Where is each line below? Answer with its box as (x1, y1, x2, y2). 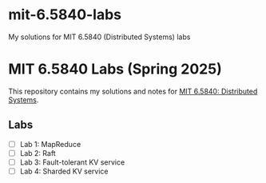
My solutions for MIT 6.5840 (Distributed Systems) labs (8, 32, 191, 42)
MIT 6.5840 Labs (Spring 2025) (8, 60, 222, 78)
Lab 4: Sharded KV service (19, 166, 109, 176)
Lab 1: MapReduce (19, 139, 81, 149)
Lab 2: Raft (19, 148, 56, 157)
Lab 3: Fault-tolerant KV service (19, 157, 125, 167)
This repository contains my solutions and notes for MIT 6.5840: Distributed (8, 86, 258, 96)
